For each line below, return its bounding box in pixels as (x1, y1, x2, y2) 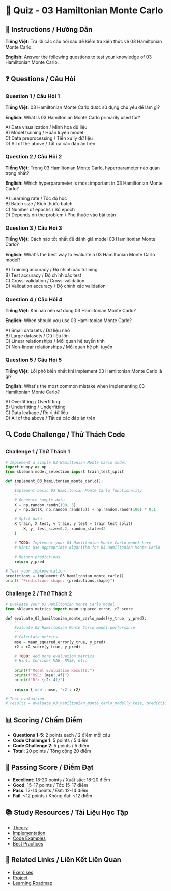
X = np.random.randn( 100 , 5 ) (14, 502, 76, 508)
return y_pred (14, 559, 44, 564)
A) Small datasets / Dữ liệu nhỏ (5, 327, 70, 333)
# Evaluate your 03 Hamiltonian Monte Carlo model (5, 602, 115, 607)
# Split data (14, 516, 42, 522)
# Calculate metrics (14, 635, 58, 640)
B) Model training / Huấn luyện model (5, 129, 84, 135)
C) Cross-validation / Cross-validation (5, 278, 85, 284)
